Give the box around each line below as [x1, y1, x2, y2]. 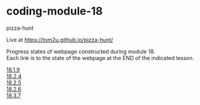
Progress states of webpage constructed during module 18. [6, 47, 155, 55]
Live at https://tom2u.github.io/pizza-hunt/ [6, 36, 113, 43]
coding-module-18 [6, 4, 103, 18]
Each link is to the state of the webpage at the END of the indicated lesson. [6, 54, 195, 61]
